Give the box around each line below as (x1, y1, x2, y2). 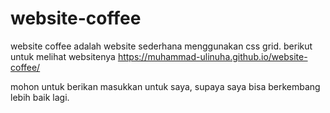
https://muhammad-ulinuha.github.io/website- (117, 50, 308, 62)
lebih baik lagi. (10, 91, 70, 103)
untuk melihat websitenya (10, 50, 116, 62)
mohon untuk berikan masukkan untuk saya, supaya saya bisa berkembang (10, 80, 321, 92)
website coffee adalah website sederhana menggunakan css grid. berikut (10, 40, 313, 52)
